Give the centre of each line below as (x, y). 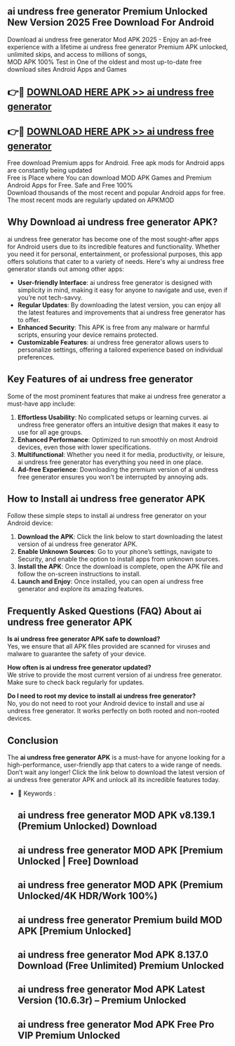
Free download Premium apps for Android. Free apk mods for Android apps (116, 163)
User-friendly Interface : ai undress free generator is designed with (115, 282)
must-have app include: (41, 404)
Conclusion (33, 740)
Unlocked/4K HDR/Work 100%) (87, 896)
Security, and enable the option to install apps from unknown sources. (119, 559)
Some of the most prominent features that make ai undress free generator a (116, 396)
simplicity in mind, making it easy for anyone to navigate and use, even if (122, 290)
